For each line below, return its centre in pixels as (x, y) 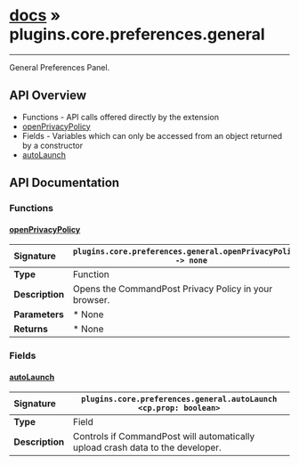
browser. (91, 300)
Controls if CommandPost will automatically (164, 436)
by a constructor (52, 145)
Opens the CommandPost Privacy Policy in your (173, 289)
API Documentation (65, 183)
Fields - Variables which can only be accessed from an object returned (152, 135)
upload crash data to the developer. (147, 448)
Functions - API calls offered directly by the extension (121, 117)
